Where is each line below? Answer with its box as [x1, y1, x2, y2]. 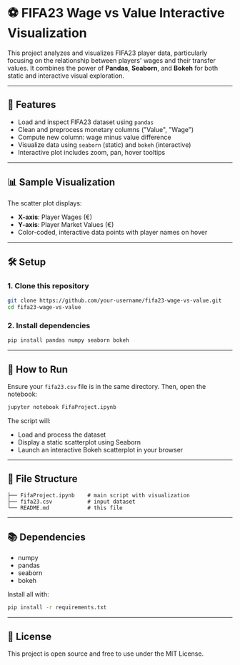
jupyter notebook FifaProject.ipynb [7, 403, 116, 410]
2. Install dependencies [7, 320, 91, 330]
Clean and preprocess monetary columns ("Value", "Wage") [17, 125, 194, 133]
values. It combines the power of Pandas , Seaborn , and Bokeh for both [7, 64, 219, 72]
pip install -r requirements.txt [7, 604, 107, 611]
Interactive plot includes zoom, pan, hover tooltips [17, 148, 166, 156]
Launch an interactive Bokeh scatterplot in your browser [17, 445, 184, 454]
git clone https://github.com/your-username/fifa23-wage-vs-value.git [7, 297, 222, 305]
